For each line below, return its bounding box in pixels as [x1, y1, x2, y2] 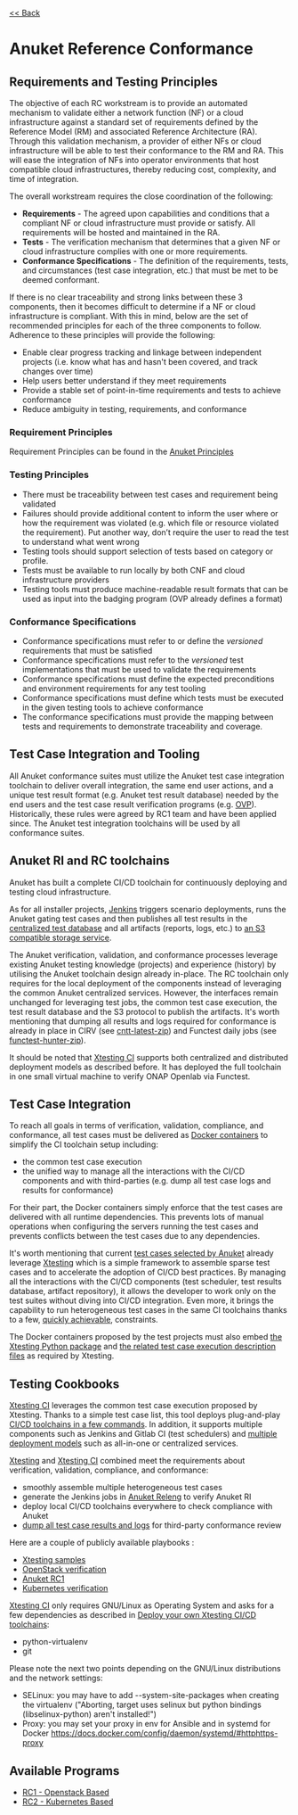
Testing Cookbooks [9, 1376, 120, 1391]
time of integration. [9, 174, 79, 184]
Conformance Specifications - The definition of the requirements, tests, [21, 256, 289, 266]
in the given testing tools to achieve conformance [21, 702, 204, 713]
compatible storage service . [9, 932, 112, 943]
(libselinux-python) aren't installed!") [21, 1709, 157, 1720]
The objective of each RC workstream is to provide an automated [9, 98, 248, 108]
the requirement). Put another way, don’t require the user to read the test [21, 526, 289, 538]
